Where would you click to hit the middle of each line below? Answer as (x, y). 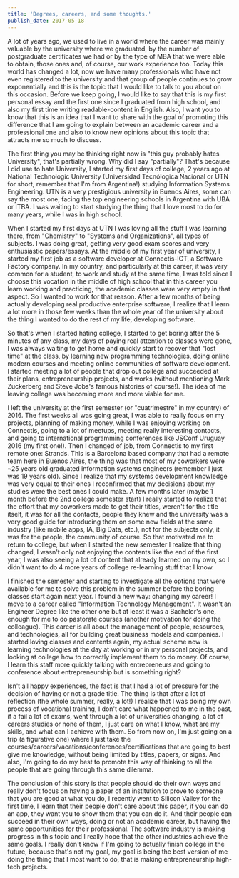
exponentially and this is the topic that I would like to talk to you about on (114, 86)
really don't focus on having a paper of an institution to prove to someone (115, 791)
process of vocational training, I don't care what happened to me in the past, (120, 709)
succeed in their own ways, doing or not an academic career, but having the (119, 821)
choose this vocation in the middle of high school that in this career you (112, 281)
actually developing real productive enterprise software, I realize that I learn (118, 304)
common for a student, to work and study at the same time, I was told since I (120, 274)
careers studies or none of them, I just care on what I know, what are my (113, 724)
